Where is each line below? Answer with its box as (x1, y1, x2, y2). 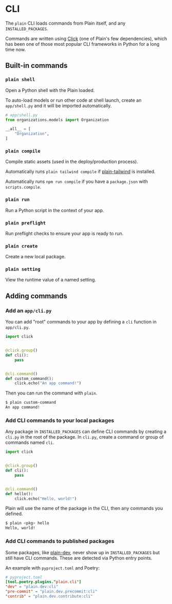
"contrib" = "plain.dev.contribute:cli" (5, 594, 93, 599)
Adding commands (5, 291, 68, 300)
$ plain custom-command (5, 400, 56, 405)
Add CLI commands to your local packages (5, 417, 114, 424)
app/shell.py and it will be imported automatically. (5, 102, 112, 108)
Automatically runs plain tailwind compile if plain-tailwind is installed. (5, 168, 156, 175)
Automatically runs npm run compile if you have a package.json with (5, 178, 148, 185)
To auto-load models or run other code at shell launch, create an (5, 97, 142, 103)
